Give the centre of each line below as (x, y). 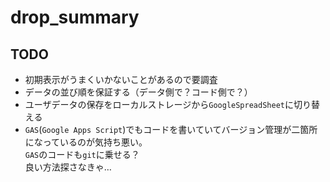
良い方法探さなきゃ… (68, 167)
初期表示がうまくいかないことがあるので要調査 (121, 79)
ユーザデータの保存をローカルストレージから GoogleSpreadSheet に (159, 104)
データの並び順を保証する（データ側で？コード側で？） (138, 92)
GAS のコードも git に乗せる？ (82, 154)
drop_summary (75, 17)
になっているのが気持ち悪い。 (86, 142)
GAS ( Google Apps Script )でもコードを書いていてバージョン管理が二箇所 (171, 129)
